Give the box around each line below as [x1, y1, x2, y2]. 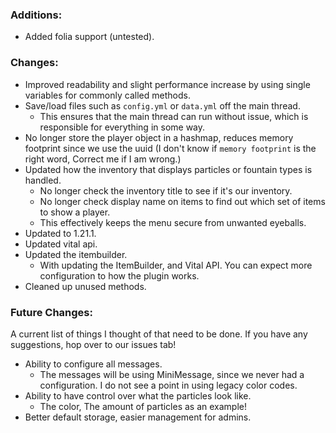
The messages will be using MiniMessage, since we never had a [39, 368, 305, 380]
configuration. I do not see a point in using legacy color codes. [39, 379, 298, 391]
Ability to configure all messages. [24, 358, 163, 370]
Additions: [10, 8, 63, 22]
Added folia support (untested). [24, 31, 155, 43]
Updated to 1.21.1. [24, 227, 97, 239]
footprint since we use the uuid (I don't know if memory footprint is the [24, 142, 317, 154]
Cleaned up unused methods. [24, 280, 147, 292]
